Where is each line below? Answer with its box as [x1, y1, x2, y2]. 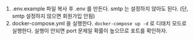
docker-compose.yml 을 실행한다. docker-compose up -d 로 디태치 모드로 [11, 20, 187, 26]
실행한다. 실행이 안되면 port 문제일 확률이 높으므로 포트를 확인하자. [11, 27, 168, 34]
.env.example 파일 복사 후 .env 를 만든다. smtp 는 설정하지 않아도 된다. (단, [11, 5, 189, 12]
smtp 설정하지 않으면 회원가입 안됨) [11, 12, 95, 19]
